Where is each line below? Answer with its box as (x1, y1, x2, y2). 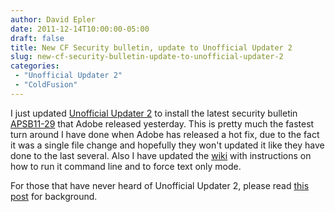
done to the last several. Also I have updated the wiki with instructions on (10, 149, 312, 161)
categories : (10, 61, 60, 71)
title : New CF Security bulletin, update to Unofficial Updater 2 (10, 42, 293, 53)
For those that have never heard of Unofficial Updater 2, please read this (10, 179, 310, 191)
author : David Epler (10, 14, 97, 25)
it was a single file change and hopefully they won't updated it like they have (10, 139, 325, 151)
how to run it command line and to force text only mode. (10, 160, 242, 172)
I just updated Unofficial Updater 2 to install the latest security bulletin (10, 107, 298, 119)
